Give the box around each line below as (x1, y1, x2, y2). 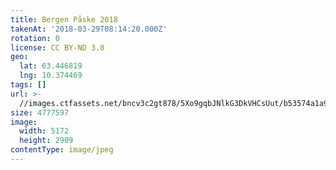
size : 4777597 (10, 107, 70, 118)
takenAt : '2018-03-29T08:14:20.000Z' (10, 24, 168, 34)
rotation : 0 (10, 33, 60, 43)
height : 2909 (19, 136, 74, 146)
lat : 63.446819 (19, 61, 83, 71)
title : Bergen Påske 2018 (10, 14, 118, 25)
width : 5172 (19, 126, 70, 136)
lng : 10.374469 (19, 71, 83, 81)
